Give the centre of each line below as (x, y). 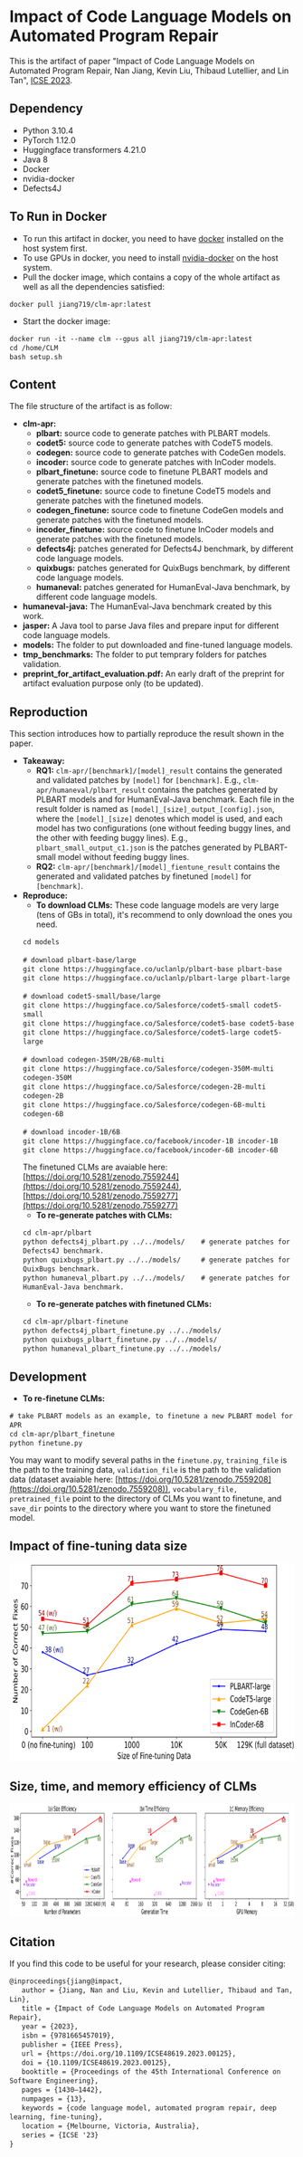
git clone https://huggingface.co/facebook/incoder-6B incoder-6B (150, 1150)
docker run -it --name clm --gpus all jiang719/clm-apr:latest (131, 339)
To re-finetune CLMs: (64, 1398)
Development (48, 1376)
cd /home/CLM (34, 348)
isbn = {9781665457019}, (68, 2036)
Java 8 (35, 159)
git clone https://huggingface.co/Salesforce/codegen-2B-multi (144, 1087)
